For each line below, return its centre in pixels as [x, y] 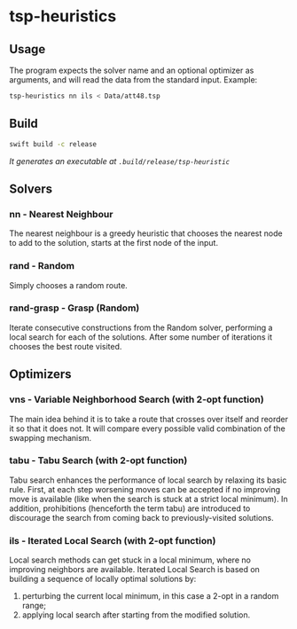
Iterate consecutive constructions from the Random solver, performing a [141, 327]
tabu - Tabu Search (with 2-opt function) [98, 460]
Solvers [31, 189]
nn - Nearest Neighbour [61, 214]
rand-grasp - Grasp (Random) [74, 308]
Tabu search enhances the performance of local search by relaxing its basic [148, 480]
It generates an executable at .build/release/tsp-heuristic [120, 161]
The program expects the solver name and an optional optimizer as [132, 70]
